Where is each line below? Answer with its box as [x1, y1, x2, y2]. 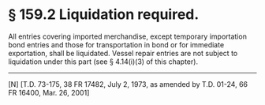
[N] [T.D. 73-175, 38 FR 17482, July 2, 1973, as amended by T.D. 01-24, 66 [8, 79, 248, 88]
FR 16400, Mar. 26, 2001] [8, 88, 90, 97]
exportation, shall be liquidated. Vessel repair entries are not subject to [8, 48, 238, 58]
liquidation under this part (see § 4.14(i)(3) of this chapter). [8, 57, 199, 66]
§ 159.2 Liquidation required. [8, 6, 200, 24]
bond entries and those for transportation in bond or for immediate [8, 39, 225, 49]
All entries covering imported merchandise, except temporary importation [8, 32, 247, 41]
